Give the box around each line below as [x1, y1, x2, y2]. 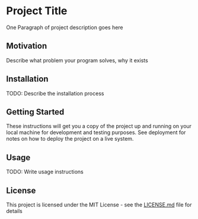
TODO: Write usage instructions [6, 168, 84, 176]
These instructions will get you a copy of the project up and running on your [6, 123, 191, 130]
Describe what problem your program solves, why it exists [6, 56, 148, 64]
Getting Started [6, 107, 65, 117]
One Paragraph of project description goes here [6, 24, 123, 31]
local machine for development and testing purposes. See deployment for [6, 129, 186, 136]
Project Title [6, 4, 68, 18]
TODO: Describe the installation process [6, 90, 104, 97]
